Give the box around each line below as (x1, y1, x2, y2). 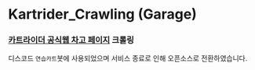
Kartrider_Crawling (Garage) (8, 5, 198, 23)
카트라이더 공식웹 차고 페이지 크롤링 (8, 35, 135, 46)
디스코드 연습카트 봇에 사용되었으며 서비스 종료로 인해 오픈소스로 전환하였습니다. (8, 54, 248, 63)
